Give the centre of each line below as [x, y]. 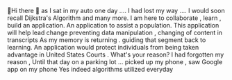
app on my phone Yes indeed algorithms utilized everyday [90, 69]
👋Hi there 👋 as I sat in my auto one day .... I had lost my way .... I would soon [116, 11]
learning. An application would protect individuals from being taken [103, 47]
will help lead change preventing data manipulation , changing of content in [115, 32]
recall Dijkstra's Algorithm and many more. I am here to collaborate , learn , [114, 18]
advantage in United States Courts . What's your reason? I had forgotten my [116, 54]
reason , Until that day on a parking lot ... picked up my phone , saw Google [115, 62]
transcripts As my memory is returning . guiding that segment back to [107, 40]
